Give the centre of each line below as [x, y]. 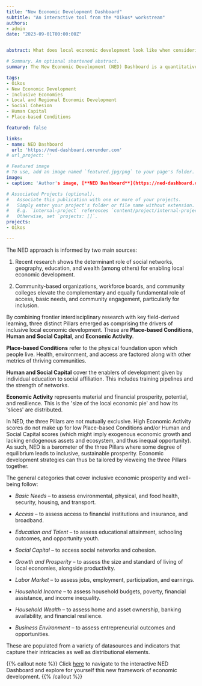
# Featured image [28, 166]
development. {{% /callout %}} [44, 676]
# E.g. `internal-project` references [58, 211]
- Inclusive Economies [35, 95]
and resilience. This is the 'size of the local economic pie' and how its [92, 403]
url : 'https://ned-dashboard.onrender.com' [67, 150]
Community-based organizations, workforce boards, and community [100, 286]
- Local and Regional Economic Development [62, 100]
